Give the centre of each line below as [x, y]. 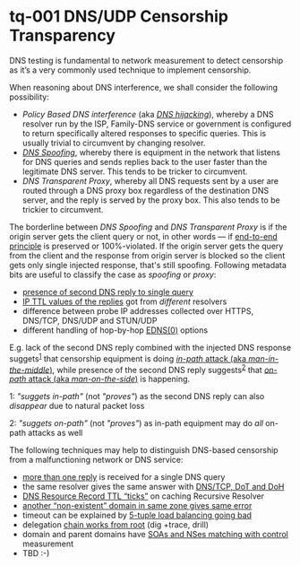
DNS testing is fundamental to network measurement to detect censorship [146, 60]
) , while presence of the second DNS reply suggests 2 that [155, 369]
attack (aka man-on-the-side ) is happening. [109, 379]
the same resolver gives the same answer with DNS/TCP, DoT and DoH [153, 487]
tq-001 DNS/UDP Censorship [119, 17]
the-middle [30, 370]
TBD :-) [36, 553]
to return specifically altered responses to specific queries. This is [144, 133]
